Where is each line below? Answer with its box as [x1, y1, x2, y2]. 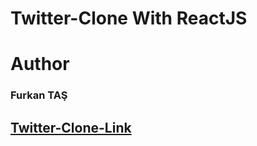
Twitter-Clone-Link [10, 119, 132, 136]
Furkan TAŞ [10, 88, 68, 102]
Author [10, 53, 70, 76]
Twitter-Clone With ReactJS [10, 7, 248, 30]
